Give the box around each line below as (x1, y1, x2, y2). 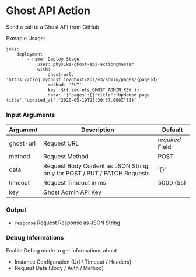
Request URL (43, 139, 79, 147)
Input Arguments (6, 110, 55, 119)
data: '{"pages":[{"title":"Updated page (47, 92, 150, 98)
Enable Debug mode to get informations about (6, 247, 117, 254)
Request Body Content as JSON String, (43, 162, 150, 170)
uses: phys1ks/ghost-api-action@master (37, 61, 134, 67)
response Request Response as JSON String (14, 219, 121, 226)
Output (6, 206, 27, 214)
